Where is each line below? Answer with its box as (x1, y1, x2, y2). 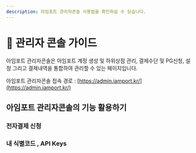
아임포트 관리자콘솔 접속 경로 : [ (6, 77, 80, 84)
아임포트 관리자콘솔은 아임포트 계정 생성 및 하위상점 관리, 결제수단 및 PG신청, (6, 57, 184, 64)
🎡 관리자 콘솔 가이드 (6, 36, 97, 49)
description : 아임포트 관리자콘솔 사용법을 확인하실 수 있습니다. (6, 8, 147, 15)
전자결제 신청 (6, 121, 42, 130)
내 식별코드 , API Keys (6, 139, 67, 148)
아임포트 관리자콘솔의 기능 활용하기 (6, 102, 127, 113)
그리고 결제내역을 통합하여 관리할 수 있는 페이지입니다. (12, 64, 138, 71)
